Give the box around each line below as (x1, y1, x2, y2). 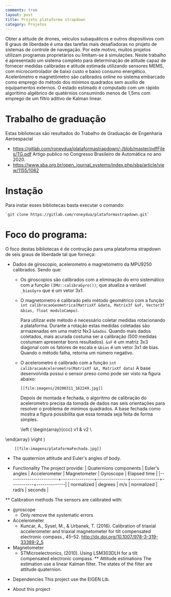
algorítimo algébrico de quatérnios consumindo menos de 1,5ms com (5, 90, 151, 96)
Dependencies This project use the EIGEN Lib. (12, 576, 110, 583)
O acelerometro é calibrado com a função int (20, 360, 116, 366)
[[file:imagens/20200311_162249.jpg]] (20, 386, 103, 391)
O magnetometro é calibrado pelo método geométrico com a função (20, 297, 164, 304)
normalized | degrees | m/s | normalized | (70, 481, 158, 488)
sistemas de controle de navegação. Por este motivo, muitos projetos (5, 47, 151, 53)
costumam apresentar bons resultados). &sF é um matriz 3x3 (20, 339, 148, 345)
